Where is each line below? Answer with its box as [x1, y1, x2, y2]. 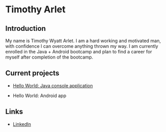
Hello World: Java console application [12, 82, 93, 88]
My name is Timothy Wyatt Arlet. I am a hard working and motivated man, [5, 37, 161, 44]
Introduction [5, 24, 46, 33]
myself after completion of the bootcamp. [5, 54, 94, 60]
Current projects [5, 69, 60, 78]
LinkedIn [12, 121, 31, 127]
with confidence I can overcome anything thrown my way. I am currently [5, 43, 158, 49]
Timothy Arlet [5, 4, 66, 15]
